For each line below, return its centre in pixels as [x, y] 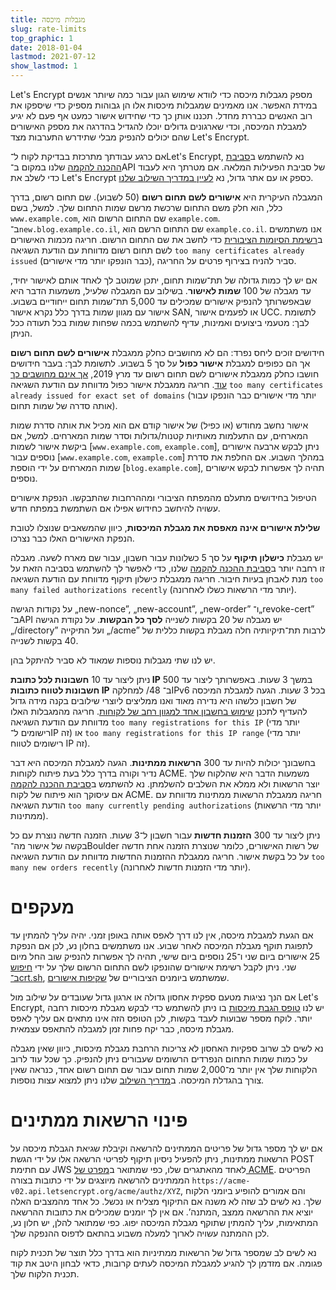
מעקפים [42, 907]
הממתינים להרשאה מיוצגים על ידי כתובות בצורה [100, 1180]
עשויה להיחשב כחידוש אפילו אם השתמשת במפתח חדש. [115, 508]
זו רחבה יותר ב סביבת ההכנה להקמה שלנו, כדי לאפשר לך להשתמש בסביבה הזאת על [167, 568]
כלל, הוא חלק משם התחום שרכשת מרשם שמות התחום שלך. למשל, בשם [146, 207]
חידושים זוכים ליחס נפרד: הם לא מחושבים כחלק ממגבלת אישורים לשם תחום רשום [167, 352]
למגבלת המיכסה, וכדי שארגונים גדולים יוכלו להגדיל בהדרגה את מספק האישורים [158, 126]
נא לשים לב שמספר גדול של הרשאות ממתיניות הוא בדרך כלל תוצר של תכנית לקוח [163, 1252]
